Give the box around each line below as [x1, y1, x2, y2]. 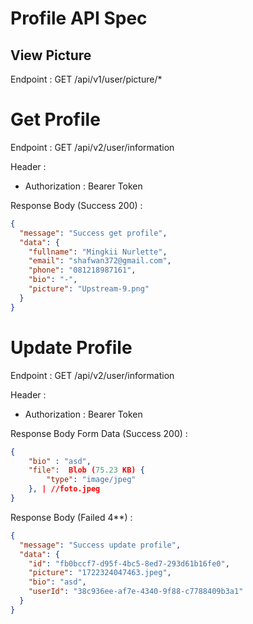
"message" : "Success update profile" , [19, 540, 182, 550]
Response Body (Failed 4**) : [10, 511, 133, 523]
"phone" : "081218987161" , [28, 265, 137, 276]
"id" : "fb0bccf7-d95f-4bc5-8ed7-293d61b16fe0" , [28, 558, 230, 569]
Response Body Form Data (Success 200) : [10, 427, 188, 439]
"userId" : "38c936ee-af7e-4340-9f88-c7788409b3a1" [28, 587, 244, 597]
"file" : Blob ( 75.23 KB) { [28, 465, 145, 476]
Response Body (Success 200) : [10, 199, 143, 211]
